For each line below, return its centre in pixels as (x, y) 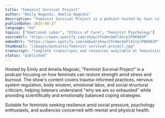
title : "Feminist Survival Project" (42, 10)
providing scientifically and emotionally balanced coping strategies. (73, 95)
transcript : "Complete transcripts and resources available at (71, 51)
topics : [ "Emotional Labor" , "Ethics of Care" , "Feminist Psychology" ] (80, 32)
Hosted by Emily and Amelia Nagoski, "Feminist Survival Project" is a (75, 69)
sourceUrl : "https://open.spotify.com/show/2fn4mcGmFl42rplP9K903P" (77, 37)
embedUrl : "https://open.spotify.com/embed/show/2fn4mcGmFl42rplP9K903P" (82, 42)
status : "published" (26, 55)
